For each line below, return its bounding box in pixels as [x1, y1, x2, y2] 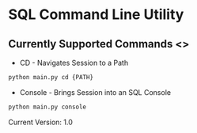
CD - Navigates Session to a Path [19, 58, 129, 67]
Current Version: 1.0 [8, 117, 73, 127]
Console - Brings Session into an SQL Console [19, 87, 172, 97]
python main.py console [8, 103, 87, 111]
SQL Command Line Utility [8, 6, 184, 24]
